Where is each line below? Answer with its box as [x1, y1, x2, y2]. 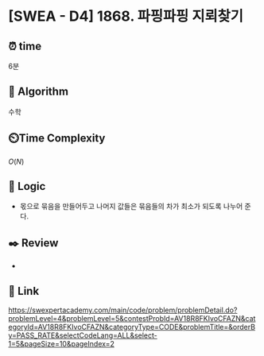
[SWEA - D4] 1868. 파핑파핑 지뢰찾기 [8, 7, 244, 25]
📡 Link [8, 284, 40, 298]
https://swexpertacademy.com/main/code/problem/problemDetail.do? [8, 305, 238, 315]
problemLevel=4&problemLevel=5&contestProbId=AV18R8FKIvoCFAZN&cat [8, 314, 256, 323]
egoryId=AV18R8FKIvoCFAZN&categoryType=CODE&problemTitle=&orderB [8, 323, 256, 332]
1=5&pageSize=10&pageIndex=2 [8, 339, 115, 349]
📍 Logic [8, 180, 46, 193]
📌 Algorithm [8, 85, 69, 99]
